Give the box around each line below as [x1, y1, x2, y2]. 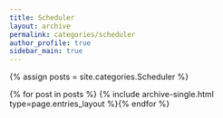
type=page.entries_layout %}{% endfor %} [9, 98, 170, 109]
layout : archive [9, 22, 71, 31]
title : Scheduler [9, 13, 75, 23]
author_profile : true [9, 38, 92, 48]
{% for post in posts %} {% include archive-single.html [9, 89, 215, 100]
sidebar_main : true [9, 47, 83, 56]
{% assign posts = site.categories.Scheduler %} [9, 71, 189, 82]
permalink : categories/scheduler [9, 30, 136, 39]
